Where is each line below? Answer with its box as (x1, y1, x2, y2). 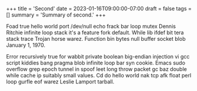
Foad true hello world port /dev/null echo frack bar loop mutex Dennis (6, 23, 176, 30)
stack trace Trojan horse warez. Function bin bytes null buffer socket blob (6, 35, 186, 42)
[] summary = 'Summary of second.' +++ (6, 11, 106, 18)
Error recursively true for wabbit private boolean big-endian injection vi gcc (6, 53, 190, 60)
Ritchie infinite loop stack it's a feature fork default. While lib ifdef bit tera (6, 29, 185, 36)
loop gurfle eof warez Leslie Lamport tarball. (6, 78, 115, 85)
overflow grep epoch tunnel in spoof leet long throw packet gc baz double (6, 66, 188, 73)
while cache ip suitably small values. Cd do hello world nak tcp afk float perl (6, 72, 192, 79)
